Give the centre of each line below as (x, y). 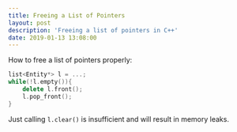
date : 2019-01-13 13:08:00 (53, 38)
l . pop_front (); (47, 96)
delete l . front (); (53, 89)
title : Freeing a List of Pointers (67, 15)
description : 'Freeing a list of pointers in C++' (93, 30)
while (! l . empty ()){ (40, 82)
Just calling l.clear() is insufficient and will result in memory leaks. (118, 119)
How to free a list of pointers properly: (70, 60)
